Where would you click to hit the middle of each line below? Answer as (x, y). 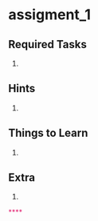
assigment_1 (50, 15)
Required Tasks (48, 44)
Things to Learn (48, 133)
